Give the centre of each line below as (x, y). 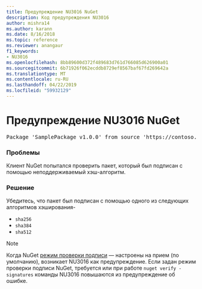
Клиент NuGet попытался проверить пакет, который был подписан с (94, 166)
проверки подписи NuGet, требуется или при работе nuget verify (91, 268)
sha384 (23, 226)
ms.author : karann (29, 29)
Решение (21, 188)
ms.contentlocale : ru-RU (37, 79)
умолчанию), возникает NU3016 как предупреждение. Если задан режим (101, 262)
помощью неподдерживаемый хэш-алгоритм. (66, 172)
